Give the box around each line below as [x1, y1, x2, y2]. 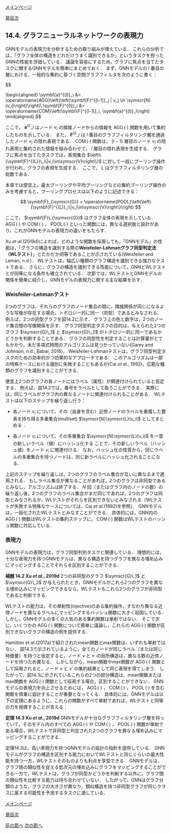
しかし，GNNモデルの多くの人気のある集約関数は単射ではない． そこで [5, 616, 156, 622]
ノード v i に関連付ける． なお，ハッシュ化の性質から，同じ [30, 447, 154, 454]
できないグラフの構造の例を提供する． [9, 629, 90, 635]
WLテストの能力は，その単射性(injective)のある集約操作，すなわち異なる [5, 603, 158, 609]
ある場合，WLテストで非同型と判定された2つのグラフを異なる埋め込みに [5, 727, 158, 734]
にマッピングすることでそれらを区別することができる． [5, 562, 121, 568]
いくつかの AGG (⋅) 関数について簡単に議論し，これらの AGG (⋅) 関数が [14, 622, 161, 628]
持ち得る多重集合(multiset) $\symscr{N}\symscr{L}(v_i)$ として [21, 415, 155, 422]
